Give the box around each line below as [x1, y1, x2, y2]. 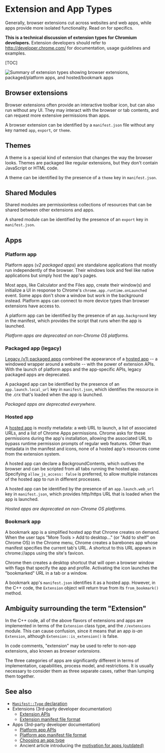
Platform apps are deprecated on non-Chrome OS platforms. [5, 332, 129, 338]
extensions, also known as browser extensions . [5, 648, 101, 654]
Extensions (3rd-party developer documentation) [12, 706, 112, 712]
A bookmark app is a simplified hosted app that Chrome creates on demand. [5, 529, 160, 535]
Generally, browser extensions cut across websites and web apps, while [5, 20, 152, 26]
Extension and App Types [5, 3, 112, 15]
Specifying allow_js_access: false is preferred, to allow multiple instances [5, 471, 158, 477]
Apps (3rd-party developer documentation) [12, 721, 100, 727]
